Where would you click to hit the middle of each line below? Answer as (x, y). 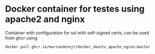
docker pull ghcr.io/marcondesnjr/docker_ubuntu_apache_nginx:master (78, 47)
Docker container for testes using (75, 9)
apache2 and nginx (45, 19)
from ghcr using (21, 38)
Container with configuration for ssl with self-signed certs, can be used (77, 33)
